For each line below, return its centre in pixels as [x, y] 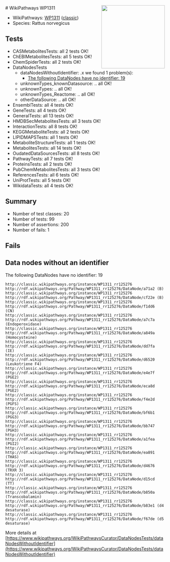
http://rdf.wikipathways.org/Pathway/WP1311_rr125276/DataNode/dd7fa [80, 346]
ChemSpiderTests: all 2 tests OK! [47, 62]
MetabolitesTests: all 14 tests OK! [47, 148]
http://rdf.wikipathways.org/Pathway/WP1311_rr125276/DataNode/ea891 [80, 452]
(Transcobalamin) [24, 497]
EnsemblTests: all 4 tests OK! [43, 105]
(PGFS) [12, 404]
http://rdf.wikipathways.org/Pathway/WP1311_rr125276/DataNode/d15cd [80, 479]
